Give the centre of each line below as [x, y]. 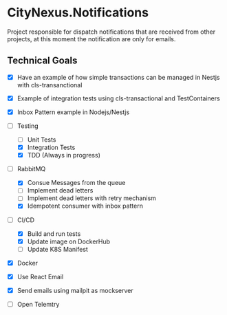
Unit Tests [42, 140]
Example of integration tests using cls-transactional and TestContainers [118, 98]
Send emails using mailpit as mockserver [75, 290]
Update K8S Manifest [57, 249]
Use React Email [40, 276]
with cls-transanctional [50, 85]
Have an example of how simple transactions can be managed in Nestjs [118, 77]
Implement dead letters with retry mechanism [92, 198]
